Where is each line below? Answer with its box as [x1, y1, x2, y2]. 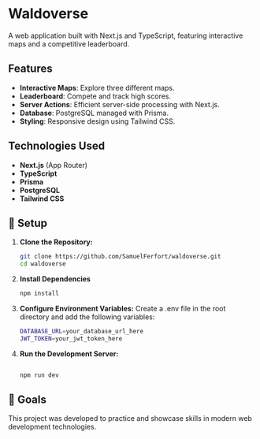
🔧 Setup [8, 216, 48, 229]
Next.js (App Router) [19, 160, 88, 169]
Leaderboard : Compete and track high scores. [19, 91, 172, 101]
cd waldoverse [19, 260, 66, 268]
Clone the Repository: [19, 237, 93, 247]
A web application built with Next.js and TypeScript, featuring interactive [8, 31, 243, 40]
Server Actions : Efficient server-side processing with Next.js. [19, 99, 221, 109]
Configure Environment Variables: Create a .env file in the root [19, 304, 226, 313]
